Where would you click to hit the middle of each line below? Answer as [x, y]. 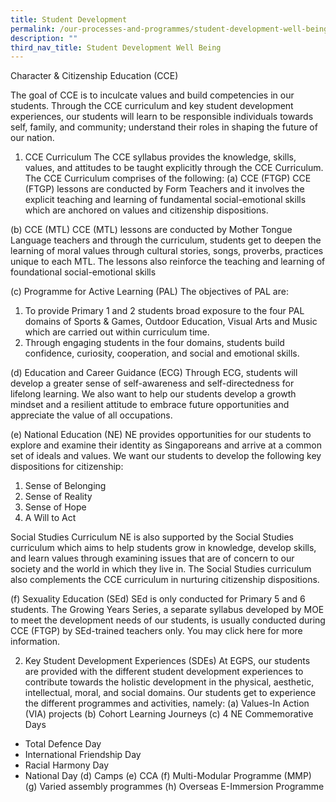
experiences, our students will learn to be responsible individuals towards [162, 117]
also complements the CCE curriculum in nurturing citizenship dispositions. [165, 580]
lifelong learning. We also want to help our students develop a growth [153, 394]
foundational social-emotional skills [83, 272]
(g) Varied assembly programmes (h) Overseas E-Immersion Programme [174, 787]
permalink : [33, 29]
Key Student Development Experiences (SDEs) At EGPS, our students [167, 661]
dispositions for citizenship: [67, 467]
